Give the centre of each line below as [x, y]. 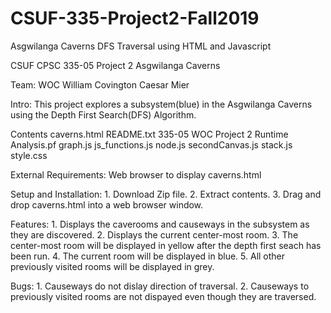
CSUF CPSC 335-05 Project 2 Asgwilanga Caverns [115, 65]
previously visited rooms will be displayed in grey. [112, 266]
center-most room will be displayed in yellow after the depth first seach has [166, 245]
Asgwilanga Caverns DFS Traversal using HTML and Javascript [141, 46]
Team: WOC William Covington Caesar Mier [100, 84]
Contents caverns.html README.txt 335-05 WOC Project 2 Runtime [149, 134]
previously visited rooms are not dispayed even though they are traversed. [163, 296]
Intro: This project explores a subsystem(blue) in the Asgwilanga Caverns [161, 104]
